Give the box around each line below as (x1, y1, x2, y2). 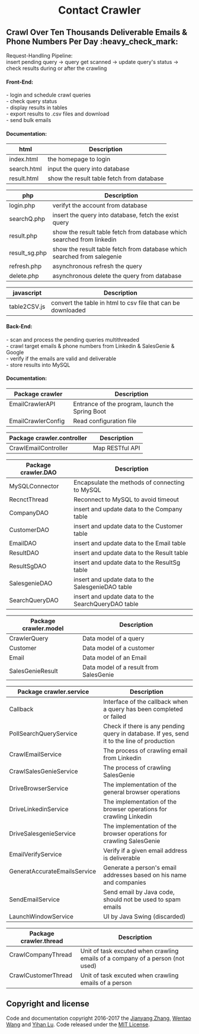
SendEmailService (9, 895, 60, 904)
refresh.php (9, 262, 42, 270)
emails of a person (80, 978, 132, 987)
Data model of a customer (82, 644, 155, 652)
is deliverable (103, 854, 140, 862)
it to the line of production (103, 737, 175, 745)
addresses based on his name (103, 870, 187, 879)
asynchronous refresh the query (52, 262, 142, 270)
